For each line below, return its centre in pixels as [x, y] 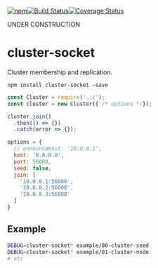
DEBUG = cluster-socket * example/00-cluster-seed [78, 246]
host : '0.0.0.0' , [39, 155]
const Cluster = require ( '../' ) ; [56, 97]
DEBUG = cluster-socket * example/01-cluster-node [78, 252]
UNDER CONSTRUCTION [44, 24]
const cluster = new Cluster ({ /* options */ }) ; [80, 104]
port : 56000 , [33, 161]
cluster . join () [29, 116]
